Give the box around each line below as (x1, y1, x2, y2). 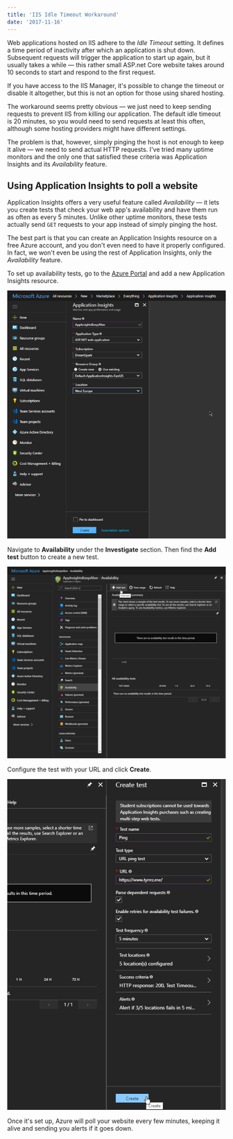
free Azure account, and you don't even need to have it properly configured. (7, 241, 225, 250)
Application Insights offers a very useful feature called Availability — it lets (7, 198, 220, 207)
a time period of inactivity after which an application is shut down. (7, 46, 196, 54)
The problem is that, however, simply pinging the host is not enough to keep (7, 137, 224, 146)
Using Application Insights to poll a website (7, 180, 198, 191)
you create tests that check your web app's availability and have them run (7, 205, 218, 214)
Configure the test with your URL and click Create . (7, 765, 152, 773)
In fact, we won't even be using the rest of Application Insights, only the (7, 248, 212, 257)
